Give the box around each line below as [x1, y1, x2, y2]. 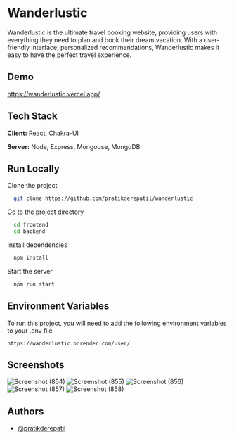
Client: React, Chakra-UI [7, 129, 79, 137]
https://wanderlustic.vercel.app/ [7, 89, 100, 98]
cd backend [13, 228, 46, 235]
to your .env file [7, 326, 53, 335]
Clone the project [7, 182, 58, 190]
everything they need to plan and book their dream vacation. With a [7, 35, 203, 44]
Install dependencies [7, 241, 68, 249]
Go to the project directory [7, 208, 84, 216]
